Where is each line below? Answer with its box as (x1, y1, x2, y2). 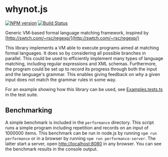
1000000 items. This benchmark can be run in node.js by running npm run (5, 130, 157, 136)
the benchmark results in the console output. (5, 146, 98, 152)
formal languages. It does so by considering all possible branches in (5, 50, 146, 56)
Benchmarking (5, 106, 53, 114)
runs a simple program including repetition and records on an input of (5, 124, 149, 130)
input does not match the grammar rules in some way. (5, 76, 117, 82)
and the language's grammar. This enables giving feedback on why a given (5, 71, 160, 77)
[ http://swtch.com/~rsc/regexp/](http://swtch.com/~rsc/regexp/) (5, 35, 139, 41)
